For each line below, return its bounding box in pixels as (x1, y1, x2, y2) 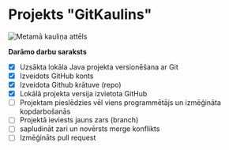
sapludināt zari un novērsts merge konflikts (19, 124, 160, 133)
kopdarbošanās (19, 107, 71, 116)
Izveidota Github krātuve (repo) (19, 81, 122, 90)
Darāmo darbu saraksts (8, 47, 87, 56)
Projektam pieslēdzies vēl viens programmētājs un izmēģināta (19, 98, 221, 107)
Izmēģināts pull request (19, 133, 96, 143)
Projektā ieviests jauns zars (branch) (19, 115, 139, 125)
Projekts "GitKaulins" (8, 6, 152, 24)
